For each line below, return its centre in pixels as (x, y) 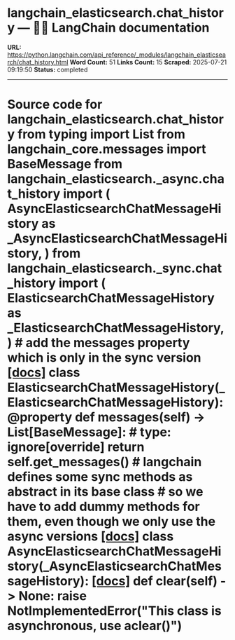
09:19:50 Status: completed (48, 69)
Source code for (55, 105)
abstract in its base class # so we (105, 492)
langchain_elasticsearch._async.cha (116, 179)
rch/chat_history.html (38, 62)
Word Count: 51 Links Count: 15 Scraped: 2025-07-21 (148, 62)
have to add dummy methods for (104, 507)
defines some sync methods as (100, 477)
